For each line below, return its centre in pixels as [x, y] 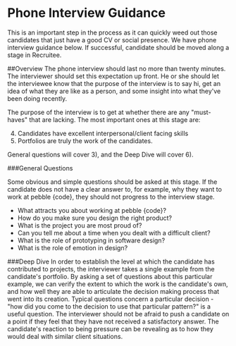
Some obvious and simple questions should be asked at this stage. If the [112, 182]
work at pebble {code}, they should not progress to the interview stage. [111, 197]
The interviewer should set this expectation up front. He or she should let [113, 76]
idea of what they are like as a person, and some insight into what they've [114, 91]
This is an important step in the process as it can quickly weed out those [112, 32]
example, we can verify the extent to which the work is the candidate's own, [118, 284]
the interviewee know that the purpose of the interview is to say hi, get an [114, 83]
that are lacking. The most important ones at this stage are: [115, 119]
